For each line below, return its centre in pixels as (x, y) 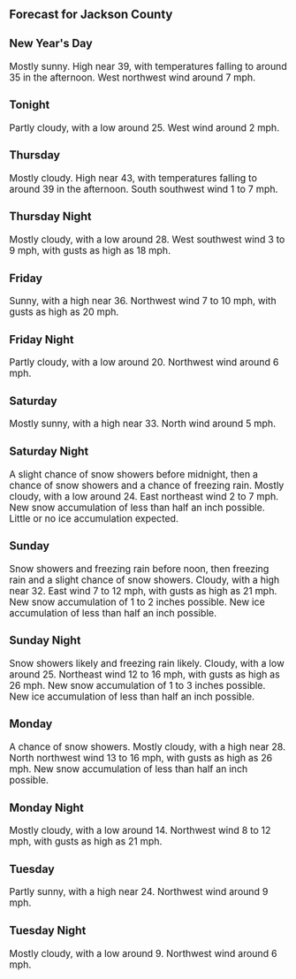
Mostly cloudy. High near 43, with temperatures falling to (133, 178)
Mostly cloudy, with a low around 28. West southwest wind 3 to (147, 240)
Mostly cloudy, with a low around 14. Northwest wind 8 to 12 (140, 830)
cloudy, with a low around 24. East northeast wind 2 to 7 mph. (144, 496)
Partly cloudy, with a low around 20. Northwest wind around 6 (144, 363)
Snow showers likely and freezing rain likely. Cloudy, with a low (147, 663)
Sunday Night (45, 641)
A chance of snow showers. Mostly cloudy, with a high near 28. (148, 747)
